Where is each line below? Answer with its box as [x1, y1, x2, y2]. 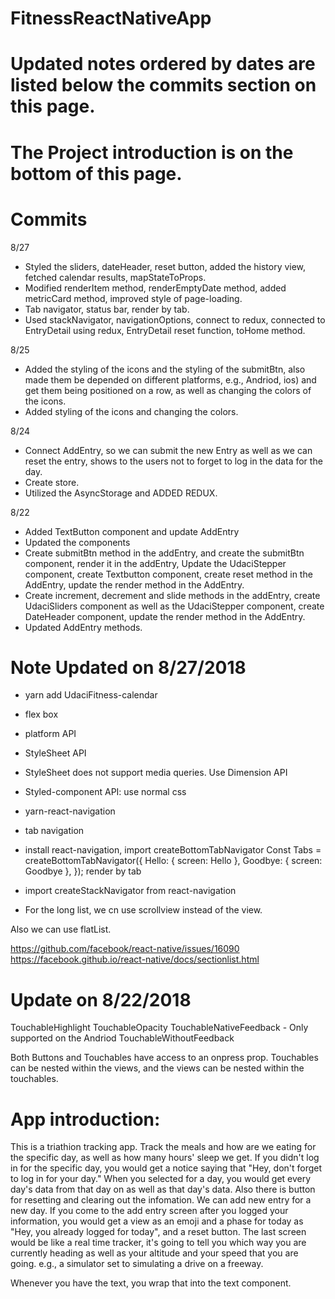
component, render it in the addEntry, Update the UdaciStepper [24, 557, 287, 569]
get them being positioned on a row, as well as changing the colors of [24, 384, 312, 396]
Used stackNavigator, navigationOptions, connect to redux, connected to [24, 313, 326, 326]
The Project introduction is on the [10, 141, 294, 164]
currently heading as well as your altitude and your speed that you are [10, 1247, 299, 1259]
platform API [24, 728, 77, 740]
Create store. [24, 476, 80, 488]
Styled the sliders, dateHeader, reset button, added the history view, [24, 260, 307, 272]
